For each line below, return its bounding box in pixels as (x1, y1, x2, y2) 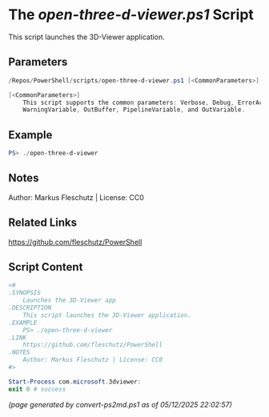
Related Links (8, 216, 78, 230)
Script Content (8, 260, 83, 274)
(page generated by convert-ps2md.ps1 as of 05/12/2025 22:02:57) (8, 399, 232, 409)
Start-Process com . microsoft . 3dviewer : (8, 378, 142, 386)
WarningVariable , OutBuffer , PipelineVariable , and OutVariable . (22, 106, 246, 114)
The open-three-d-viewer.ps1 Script (8, 6, 255, 24)
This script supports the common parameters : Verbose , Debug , (22, 98, 235, 106)
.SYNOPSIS (8, 289, 42, 297)
